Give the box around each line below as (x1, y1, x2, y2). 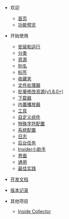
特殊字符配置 (17, 121, 45, 127)
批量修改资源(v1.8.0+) (17, 89, 64, 94)
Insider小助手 (17, 146, 46, 152)
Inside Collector (17, 208, 51, 214)
